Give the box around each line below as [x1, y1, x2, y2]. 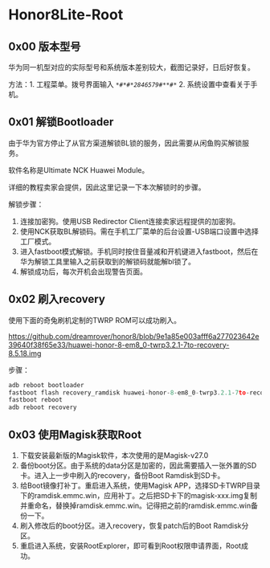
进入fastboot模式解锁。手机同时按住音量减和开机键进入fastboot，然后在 [19, 247, 259, 256]
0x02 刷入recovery [8, 292, 106, 306]
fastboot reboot [8, 396, 63, 404]
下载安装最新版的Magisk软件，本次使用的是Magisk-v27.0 [19, 450, 209, 460]
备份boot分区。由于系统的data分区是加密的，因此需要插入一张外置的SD [19, 460, 257, 470]
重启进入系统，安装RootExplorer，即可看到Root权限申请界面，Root [19, 541, 242, 550]
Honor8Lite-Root [8, 6, 124, 24]
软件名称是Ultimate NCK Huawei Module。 [8, 165, 149, 174]
